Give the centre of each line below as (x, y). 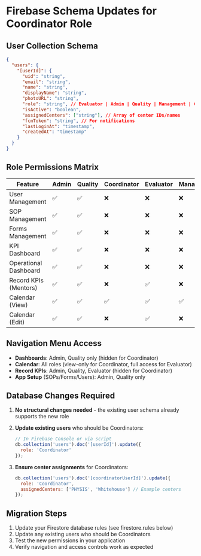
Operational (26, 263)
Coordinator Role (49, 24)
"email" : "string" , (46, 82)
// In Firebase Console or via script (63, 439)
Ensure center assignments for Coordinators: (71, 467)
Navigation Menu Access (54, 343)
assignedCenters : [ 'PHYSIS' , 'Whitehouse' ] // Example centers (101, 489)
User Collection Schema (52, 46)
